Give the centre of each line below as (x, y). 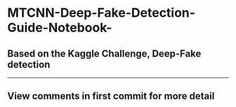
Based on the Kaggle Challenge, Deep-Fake (104, 53)
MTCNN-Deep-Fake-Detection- (101, 13)
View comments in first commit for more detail (111, 96)
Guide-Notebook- (60, 28)
